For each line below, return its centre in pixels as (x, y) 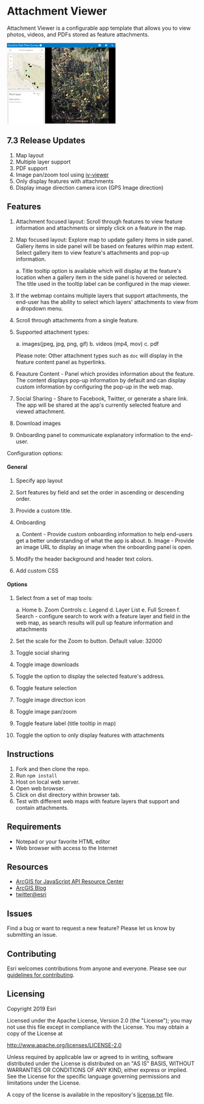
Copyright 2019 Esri (32, 1009)
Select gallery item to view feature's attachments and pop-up (92, 252)
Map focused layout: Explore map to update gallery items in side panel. (104, 240)
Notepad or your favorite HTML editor (63, 841)
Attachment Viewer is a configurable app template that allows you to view (99, 28)
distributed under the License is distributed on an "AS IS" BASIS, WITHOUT (101, 1063)
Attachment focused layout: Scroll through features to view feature (99, 221)
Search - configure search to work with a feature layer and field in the (103, 616)
